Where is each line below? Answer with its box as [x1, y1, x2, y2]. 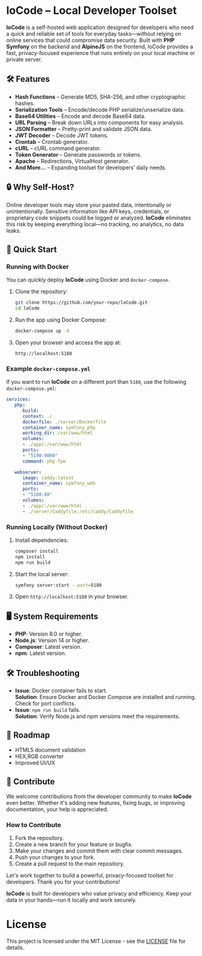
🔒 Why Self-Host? [6, 182, 74, 192]
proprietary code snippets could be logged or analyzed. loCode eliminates [6, 214, 191, 221]
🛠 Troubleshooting [6, 668, 80, 678]
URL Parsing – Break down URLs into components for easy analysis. [14, 119, 185, 126]
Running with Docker [6, 262, 69, 271]
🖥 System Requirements [6, 611, 98, 622]
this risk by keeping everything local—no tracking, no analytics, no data [6, 220, 184, 227]
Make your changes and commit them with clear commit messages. [14, 847, 183, 854]
